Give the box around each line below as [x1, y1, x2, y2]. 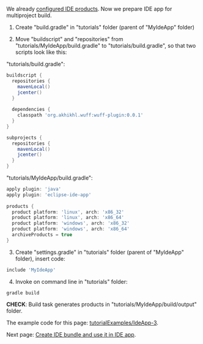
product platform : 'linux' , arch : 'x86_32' [12, 208, 124, 215]
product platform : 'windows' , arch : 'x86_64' [12, 226, 130, 232]
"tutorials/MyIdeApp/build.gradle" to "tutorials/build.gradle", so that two [15, 42, 196, 49]
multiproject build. [6, 12, 52, 19]
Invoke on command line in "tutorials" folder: [15, 278, 128, 285]
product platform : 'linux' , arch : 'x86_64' [12, 215, 124, 221]
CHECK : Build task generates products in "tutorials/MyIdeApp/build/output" [6, 300, 197, 308]
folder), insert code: [15, 254, 65, 262]
